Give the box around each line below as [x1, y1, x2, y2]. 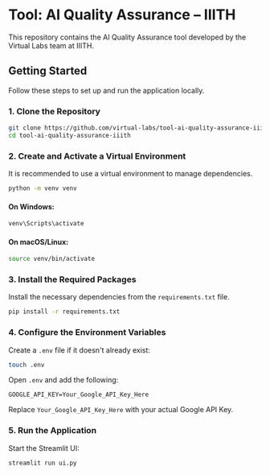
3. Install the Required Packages [8, 274, 137, 285]
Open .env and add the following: [8, 375, 119, 385]
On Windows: [8, 201, 55, 211]
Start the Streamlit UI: [8, 443, 80, 452]
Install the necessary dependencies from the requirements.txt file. [8, 292, 231, 302]
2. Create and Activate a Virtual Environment [8, 151, 186, 162]
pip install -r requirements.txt [8, 308, 121, 316]
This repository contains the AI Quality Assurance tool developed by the [8, 32, 247, 42]
